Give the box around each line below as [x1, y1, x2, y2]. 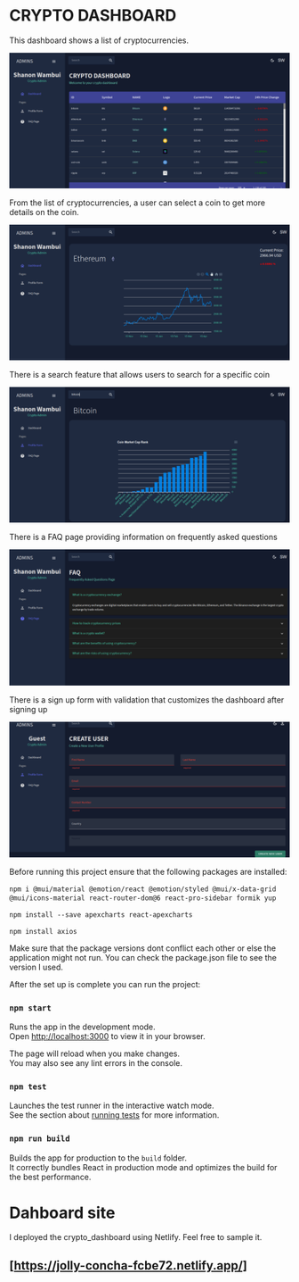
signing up [9, 703, 48, 714]
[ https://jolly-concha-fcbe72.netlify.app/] [9, 1258, 247, 1273]
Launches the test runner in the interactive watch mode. [9, 1100, 215, 1111]
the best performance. [9, 1171, 92, 1182]
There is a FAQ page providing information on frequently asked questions [9, 532, 278, 543]
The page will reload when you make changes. [9, 1048, 181, 1059]
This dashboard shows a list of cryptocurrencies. [9, 35, 190, 46]
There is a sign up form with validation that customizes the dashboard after [9, 694, 285, 705]
